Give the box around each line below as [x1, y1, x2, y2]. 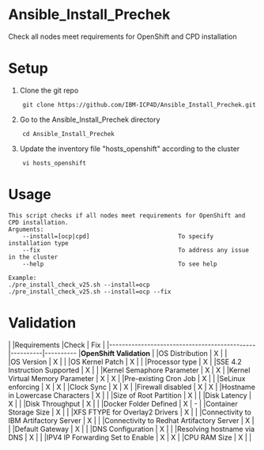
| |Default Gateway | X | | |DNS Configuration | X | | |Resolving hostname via [8, 424, 255, 433]
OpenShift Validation [80, 348, 151, 357]
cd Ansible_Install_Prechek [22, 130, 115, 138]
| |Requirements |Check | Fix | [8, 340, 105, 350]
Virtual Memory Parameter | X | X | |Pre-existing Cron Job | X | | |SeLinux [8, 373, 246, 383]
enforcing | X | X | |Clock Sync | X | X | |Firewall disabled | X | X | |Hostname [8, 382, 255, 391]
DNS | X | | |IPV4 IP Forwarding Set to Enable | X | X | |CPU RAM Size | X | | [8, 433, 252, 442]
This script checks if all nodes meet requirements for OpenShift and [8, 211, 246, 219]
